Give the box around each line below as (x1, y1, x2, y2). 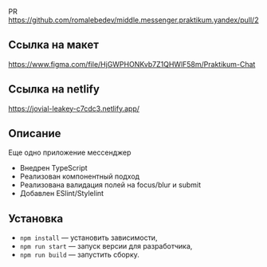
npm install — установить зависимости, (19, 233, 158, 242)
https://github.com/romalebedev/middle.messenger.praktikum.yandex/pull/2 (8, 15, 259, 25)
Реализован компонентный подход (19, 171, 140, 182)
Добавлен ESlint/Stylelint (19, 189, 104, 198)
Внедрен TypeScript (19, 163, 88, 173)
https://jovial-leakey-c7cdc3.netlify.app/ (8, 104, 140, 113)
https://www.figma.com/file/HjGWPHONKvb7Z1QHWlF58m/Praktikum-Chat (8, 59, 256, 69)
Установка (8, 211, 64, 226)
